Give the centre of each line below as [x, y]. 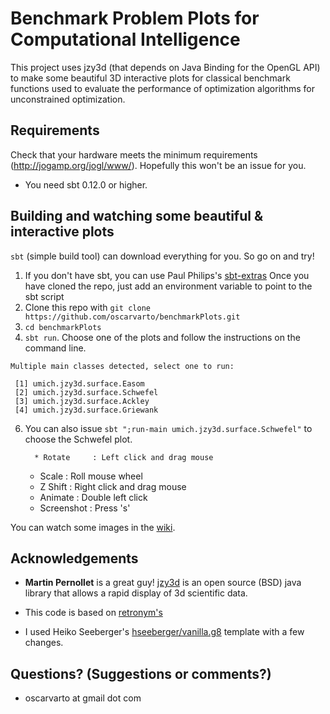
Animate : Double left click [93, 497]
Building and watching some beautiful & [137, 216]
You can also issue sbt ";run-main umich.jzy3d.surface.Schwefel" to [168, 428]
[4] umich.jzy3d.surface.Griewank [86, 410]
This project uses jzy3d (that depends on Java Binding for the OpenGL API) [165, 67]
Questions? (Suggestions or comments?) [141, 673]
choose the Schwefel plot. [78, 439]
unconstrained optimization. [68, 99]
